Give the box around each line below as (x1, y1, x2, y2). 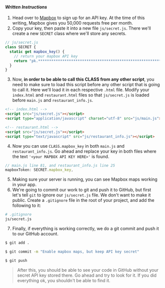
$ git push (5, 258, 27, 263)
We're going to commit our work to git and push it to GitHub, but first (12, 187, 151, 193)
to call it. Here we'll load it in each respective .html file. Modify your (12, 87, 150, 93)
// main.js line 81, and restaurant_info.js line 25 (5, 163, 115, 168)
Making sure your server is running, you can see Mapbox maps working (12, 176, 158, 182)
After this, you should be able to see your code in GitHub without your (17, 267, 159, 273)
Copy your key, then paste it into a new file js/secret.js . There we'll (12, 25, 151, 32)
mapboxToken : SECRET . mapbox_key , (5, 167, 74, 172)
